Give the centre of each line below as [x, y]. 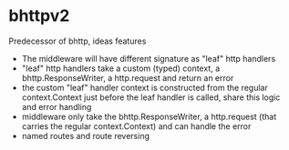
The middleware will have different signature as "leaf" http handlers [149, 58]
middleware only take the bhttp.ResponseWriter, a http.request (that [149, 116]
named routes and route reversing [85, 135]
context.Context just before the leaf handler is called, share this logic [151, 97]
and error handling [57, 106]
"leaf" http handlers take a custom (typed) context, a [121, 68]
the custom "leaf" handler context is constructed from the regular [144, 87]
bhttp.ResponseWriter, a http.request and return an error [128, 77]
